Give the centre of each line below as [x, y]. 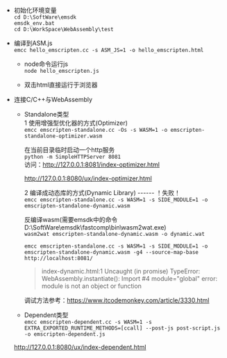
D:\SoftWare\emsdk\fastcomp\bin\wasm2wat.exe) [95, 227]
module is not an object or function [92, 286]
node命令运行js [46, 64]
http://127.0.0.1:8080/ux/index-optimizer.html [88, 178]
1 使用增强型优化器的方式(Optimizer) [76, 123]
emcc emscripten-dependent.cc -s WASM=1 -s [88, 322]
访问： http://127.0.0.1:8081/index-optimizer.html [92, 164]
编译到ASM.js [33, 43]
